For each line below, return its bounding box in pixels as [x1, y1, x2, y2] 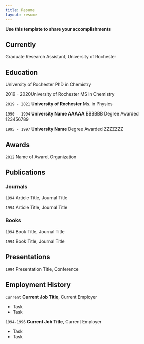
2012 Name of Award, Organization [5, 154, 77, 160]
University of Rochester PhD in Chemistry [5, 81, 91, 88]
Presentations [5, 253, 50, 261]
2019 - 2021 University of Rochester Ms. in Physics [5, 101, 113, 107]
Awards [5, 140, 30, 149]
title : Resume [5, 7, 35, 13]
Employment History [5, 281, 71, 289]
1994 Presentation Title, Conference [5, 266, 79, 272]
